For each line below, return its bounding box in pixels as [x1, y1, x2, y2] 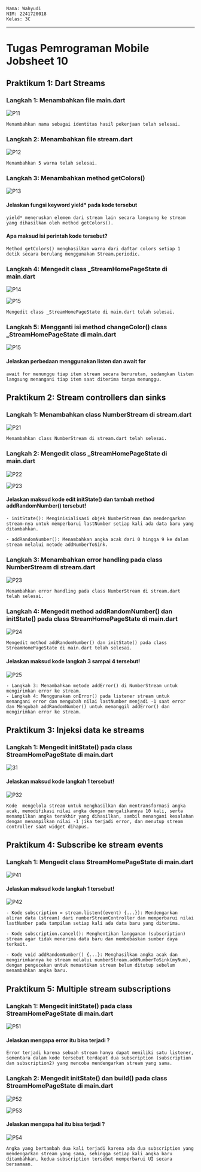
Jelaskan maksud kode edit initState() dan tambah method [6, 496, 155, 503]
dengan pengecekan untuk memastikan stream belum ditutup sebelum [6, 963, 175, 968]
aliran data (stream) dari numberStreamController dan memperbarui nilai [6, 915, 194, 921]
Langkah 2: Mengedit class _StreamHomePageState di [6, 450, 167, 458]
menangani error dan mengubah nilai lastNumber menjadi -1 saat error [6, 698, 186, 705]
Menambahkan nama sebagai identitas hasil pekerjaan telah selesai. [6, 121, 181, 127]
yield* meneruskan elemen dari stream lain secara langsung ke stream [6, 214, 186, 221]
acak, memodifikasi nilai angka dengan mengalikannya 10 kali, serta [6, 808, 184, 814]
